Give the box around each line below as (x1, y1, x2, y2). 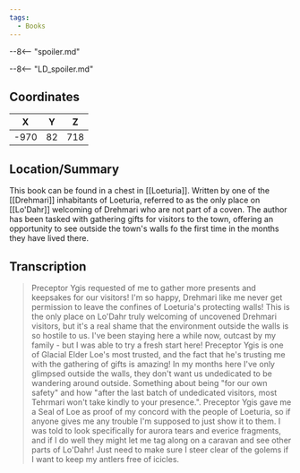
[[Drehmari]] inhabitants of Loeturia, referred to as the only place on (9, 194, 261, 206)
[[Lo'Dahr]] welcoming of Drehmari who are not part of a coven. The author (9, 204, 288, 215)
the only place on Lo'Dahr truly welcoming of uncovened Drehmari (30, 311, 278, 322)
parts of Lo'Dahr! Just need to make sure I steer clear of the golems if (30, 444, 289, 455)
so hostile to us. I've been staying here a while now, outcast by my (30, 330, 276, 340)
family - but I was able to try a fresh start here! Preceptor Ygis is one (30, 340, 284, 350)
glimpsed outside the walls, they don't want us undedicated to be (30, 368, 273, 379)
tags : (9, 13, 30, 22)
